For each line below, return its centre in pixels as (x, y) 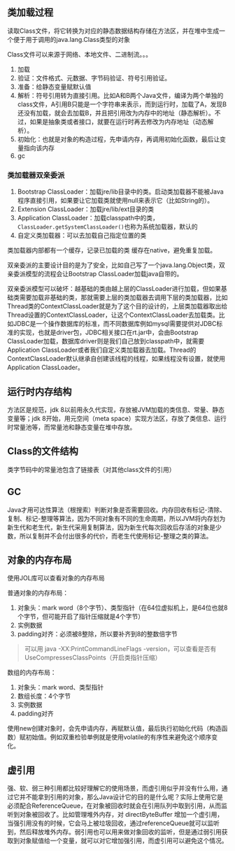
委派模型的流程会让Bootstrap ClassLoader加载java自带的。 (98, 274)
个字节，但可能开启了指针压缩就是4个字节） (81, 617)
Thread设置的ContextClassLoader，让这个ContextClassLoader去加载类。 (113, 315)
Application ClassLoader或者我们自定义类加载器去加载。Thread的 (102, 350)
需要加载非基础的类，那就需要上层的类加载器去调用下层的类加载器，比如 (123, 298)
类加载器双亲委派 (36, 175)
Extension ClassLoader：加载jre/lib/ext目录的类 (86, 209)
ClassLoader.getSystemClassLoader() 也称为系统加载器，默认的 (107, 227)
